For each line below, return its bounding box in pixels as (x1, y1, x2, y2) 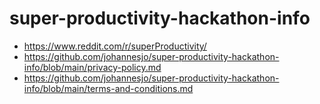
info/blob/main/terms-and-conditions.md (23, 82, 194, 94)
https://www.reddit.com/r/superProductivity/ (23, 40, 207, 52)
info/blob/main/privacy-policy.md (23, 61, 162, 73)
